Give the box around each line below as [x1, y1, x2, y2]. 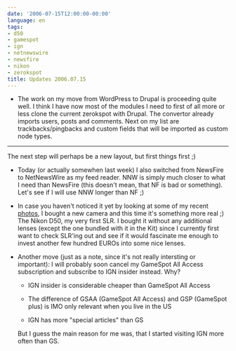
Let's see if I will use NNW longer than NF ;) [17, 188, 145, 197]
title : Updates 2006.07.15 [7, 75, 86, 83]
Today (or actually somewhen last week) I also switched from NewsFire [17, 166, 224, 174]
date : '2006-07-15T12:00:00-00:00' [7, 10, 112, 18]
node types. [17, 132, 53, 140]
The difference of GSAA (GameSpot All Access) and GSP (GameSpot [27, 295, 228, 303]
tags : [7, 23, 23, 30]
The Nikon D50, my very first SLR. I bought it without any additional [17, 217, 212, 225]
